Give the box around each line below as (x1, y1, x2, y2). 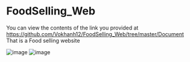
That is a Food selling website (6, 37, 80, 44)
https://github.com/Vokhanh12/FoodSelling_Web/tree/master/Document (6, 30, 184, 37)
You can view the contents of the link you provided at (6, 24, 139, 31)
